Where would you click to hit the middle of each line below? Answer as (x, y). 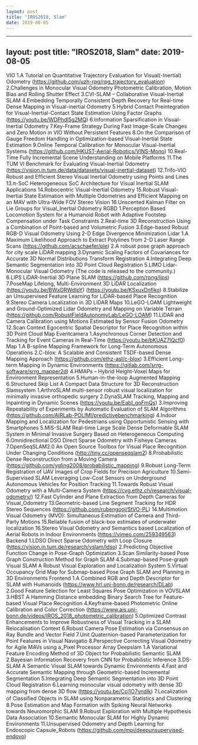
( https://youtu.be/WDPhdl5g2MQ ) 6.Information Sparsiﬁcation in (85, 120)
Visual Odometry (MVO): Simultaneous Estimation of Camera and (85, 516)
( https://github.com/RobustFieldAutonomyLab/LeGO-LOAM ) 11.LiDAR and (95, 315)
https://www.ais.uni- (113, 610)
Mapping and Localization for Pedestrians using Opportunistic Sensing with (98, 422)
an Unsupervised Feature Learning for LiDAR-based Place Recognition (92, 296)
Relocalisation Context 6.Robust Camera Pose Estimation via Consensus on (98, 628)
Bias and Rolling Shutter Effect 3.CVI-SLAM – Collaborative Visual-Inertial (95, 94)
